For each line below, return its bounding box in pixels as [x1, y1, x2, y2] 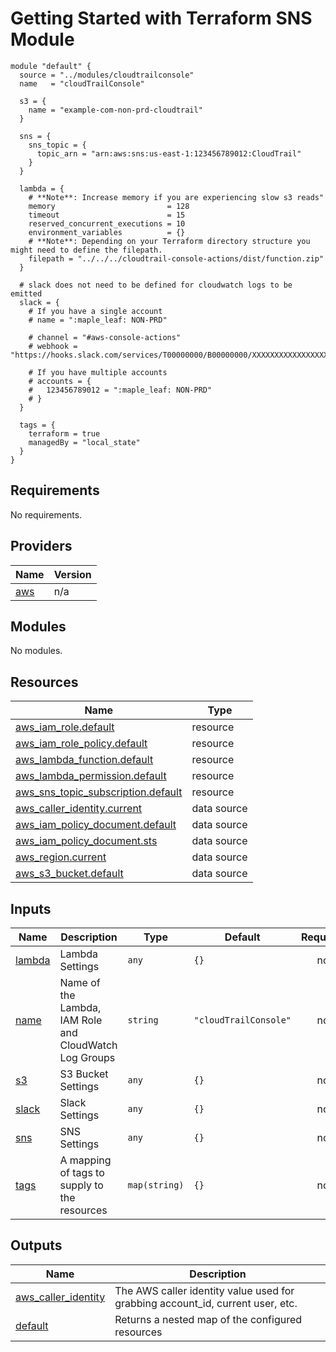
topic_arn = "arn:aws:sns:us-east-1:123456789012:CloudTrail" [36, 148, 302, 159]
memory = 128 [28, 201, 190, 211]
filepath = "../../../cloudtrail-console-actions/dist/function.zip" [28, 253, 325, 264]
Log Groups [59, 1051, 116, 1064]
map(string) [127, 1180, 185, 1191]
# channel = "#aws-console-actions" [28, 332, 182, 342]
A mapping [59, 1153, 112, 1167]
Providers [10, 538, 73, 555]
